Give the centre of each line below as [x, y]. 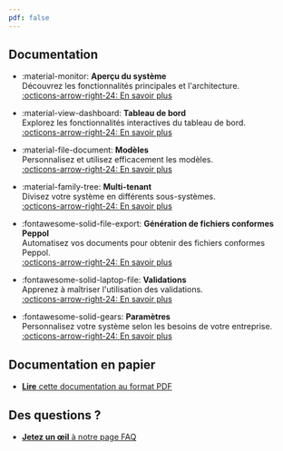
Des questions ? [55, 415]
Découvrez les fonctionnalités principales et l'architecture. [131, 86]
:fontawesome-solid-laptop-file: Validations [104, 280]
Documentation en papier [82, 364]
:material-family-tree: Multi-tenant [86, 187]
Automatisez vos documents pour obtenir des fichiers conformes [143, 243]
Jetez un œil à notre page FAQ [79, 437]
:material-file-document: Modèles [85, 150]
